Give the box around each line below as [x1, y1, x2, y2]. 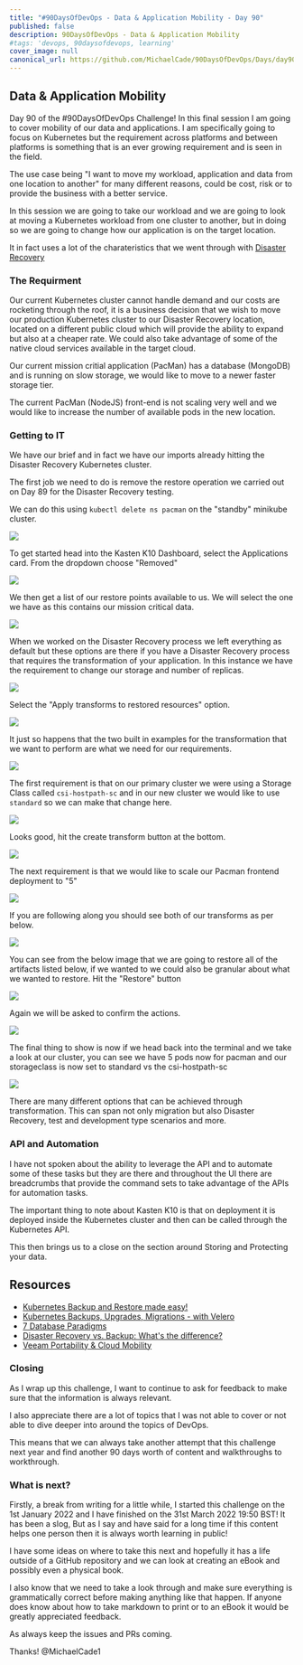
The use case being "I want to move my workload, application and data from [9, 168, 293, 179]
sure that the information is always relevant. [9, 1392, 172, 1403]
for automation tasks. [9, 1187, 88, 1198]
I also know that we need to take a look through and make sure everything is [9, 1583, 293, 1594]
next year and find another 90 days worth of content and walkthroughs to [9, 1446, 282, 1457]
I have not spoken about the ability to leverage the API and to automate [9, 1158, 273, 1169]
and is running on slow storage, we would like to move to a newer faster [9, 370, 277, 381]
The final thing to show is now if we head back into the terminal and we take [9, 1042, 292, 1053]
